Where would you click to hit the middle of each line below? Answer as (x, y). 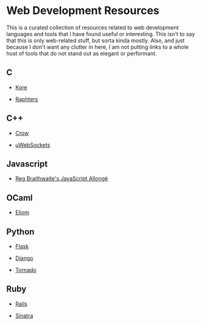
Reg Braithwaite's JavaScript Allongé (62, 179)
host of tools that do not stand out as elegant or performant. (82, 53)
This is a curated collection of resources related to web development (93, 27)
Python (20, 231)
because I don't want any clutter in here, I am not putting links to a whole (97, 47)
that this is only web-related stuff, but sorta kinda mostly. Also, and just (95, 40)
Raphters (26, 99)
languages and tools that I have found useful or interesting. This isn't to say (101, 34)
